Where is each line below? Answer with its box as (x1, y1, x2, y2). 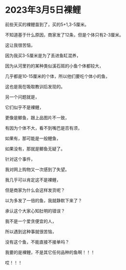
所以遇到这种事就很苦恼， (5, 229, 57, 234)
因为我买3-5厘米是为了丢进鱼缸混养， (5, 52, 81, 58)
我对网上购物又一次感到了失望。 (5, 166, 69, 172)
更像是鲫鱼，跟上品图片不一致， (5, 115, 69, 120)
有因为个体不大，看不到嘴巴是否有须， (5, 125, 82, 131)
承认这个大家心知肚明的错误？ (5, 208, 65, 213)
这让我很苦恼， (5, 42, 35, 48)
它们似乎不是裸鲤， (5, 104, 44, 110)
